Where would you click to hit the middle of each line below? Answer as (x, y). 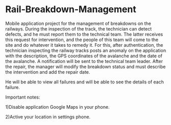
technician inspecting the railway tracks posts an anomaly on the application (86, 50)
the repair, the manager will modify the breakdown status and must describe (86, 67)
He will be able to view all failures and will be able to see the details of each (85, 82)
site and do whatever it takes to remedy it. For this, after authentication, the (84, 45)
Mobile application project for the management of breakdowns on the (78, 23)
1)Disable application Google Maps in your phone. (57, 107)
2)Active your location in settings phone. (48, 117)
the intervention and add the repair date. (48, 72)
